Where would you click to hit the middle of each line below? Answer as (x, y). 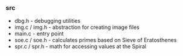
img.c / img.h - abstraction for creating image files (77, 27)
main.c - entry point (39, 34)
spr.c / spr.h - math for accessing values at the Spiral (80, 46)
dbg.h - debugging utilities (47, 21)
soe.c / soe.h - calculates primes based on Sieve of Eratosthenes (95, 40)
